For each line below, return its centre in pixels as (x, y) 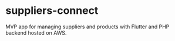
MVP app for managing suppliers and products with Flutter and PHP (87, 27)
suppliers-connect (52, 11)
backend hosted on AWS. (36, 32)
